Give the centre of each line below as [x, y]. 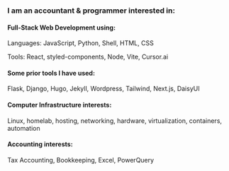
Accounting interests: [40, 144]
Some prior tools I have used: [51, 73]
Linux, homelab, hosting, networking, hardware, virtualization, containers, [114, 120]
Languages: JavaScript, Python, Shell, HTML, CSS [80, 43]
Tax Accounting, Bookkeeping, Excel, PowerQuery [81, 160]
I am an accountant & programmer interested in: [91, 11]
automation [24, 128]
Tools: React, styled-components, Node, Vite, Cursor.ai [88, 57]
